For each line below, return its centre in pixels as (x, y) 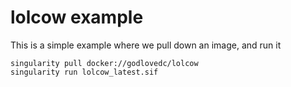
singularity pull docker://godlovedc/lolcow (104, 63)
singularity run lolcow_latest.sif (84, 72)
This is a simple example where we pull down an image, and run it (146, 45)
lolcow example (77, 17)
